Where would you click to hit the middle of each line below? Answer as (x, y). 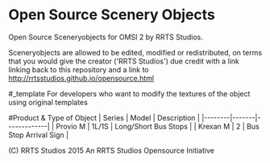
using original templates (48, 102)
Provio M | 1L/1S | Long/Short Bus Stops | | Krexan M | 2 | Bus (158, 126)
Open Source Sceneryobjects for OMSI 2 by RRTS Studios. (106, 37)
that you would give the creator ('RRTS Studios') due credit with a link (124, 61)
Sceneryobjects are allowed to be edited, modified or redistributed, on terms (135, 52)
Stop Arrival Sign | (39, 135)
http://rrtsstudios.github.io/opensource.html (81, 78)
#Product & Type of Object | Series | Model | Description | (104, 117)
